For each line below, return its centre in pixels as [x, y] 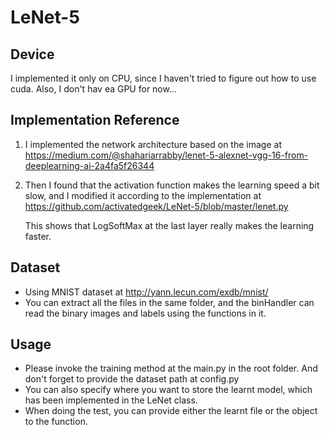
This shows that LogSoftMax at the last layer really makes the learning [169, 225]
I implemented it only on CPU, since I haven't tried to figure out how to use [163, 78]
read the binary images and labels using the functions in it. [145, 313]
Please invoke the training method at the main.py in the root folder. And [171, 368]
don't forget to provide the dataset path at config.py [132, 379]
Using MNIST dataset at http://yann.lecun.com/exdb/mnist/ [146, 292]
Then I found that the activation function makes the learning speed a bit [172, 185]
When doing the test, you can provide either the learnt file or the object [171, 411]
